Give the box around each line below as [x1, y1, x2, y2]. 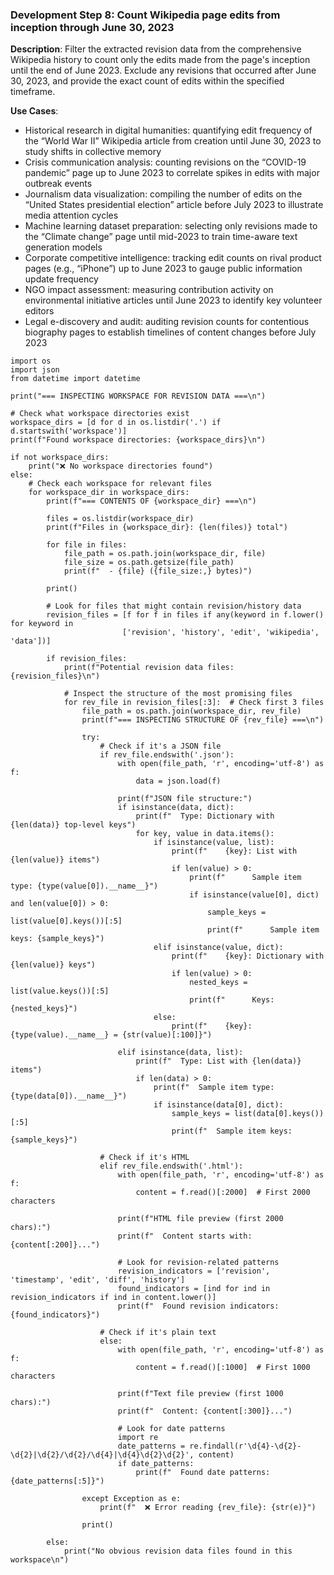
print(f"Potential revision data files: [63, 663, 235, 673]
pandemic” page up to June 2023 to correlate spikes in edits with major [24, 167, 320, 179]
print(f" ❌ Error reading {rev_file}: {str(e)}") [99, 1503, 317, 1513]
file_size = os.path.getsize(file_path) [63, 558, 235, 568]
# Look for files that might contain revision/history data [46, 601, 302, 612]
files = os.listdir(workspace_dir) [46, 514, 195, 524]
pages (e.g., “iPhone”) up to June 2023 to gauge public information [24, 263, 303, 275]
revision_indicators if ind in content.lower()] [10, 1293, 217, 1303]
